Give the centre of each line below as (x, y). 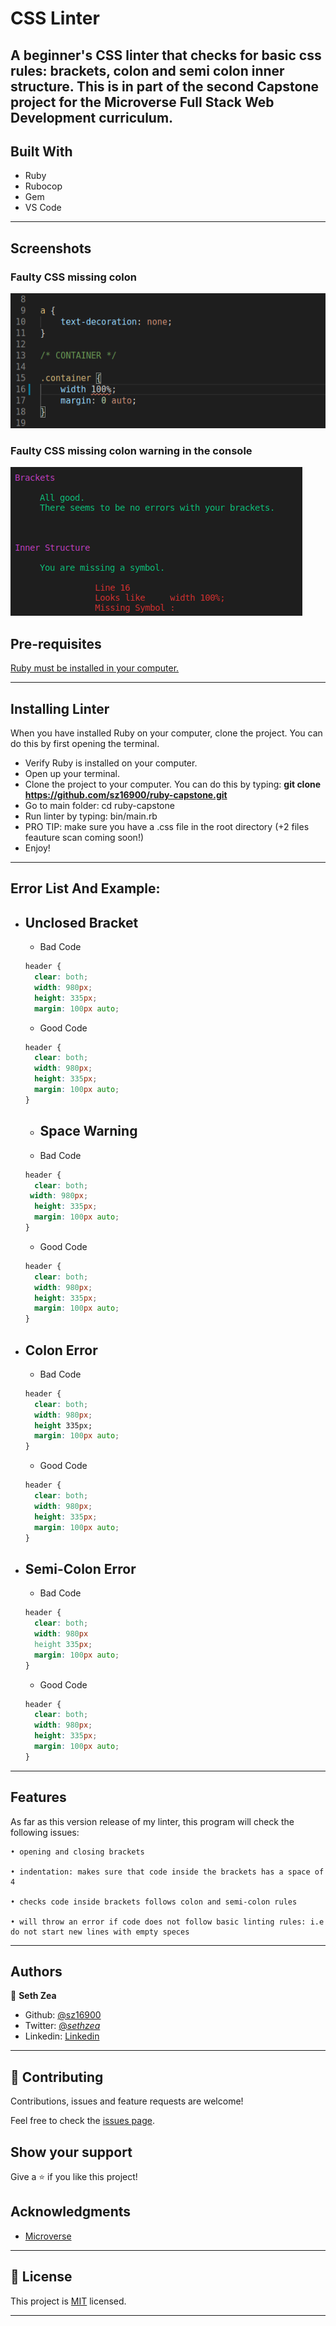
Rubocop (43, 186)
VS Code (43, 208)
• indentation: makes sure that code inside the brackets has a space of (167, 1872)
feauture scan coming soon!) (84, 837)
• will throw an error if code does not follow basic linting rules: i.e (167, 1922)
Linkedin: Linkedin (62, 2036)
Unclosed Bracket (81, 922)
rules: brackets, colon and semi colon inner (147, 70)
